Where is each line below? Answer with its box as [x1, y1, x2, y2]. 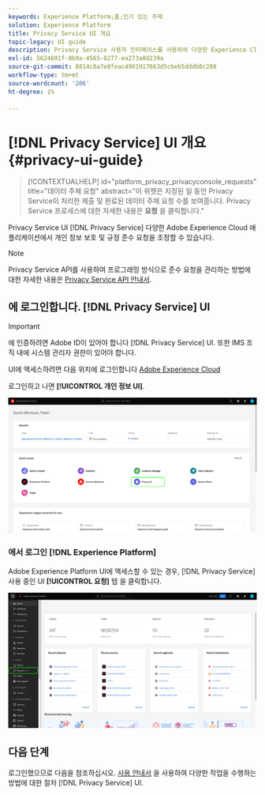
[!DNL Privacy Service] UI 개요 [8, 134, 207, 152]
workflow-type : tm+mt [8, 71, 80, 79]
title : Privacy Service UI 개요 [8, 29, 112, 37]
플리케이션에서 [8, 233, 54, 243]
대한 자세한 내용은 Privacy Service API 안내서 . [8, 275, 152, 284]
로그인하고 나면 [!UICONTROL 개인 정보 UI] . [8, 382, 145, 391]
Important [8, 322, 40, 331]
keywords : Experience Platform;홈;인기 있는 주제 [8, 13, 163, 21]
